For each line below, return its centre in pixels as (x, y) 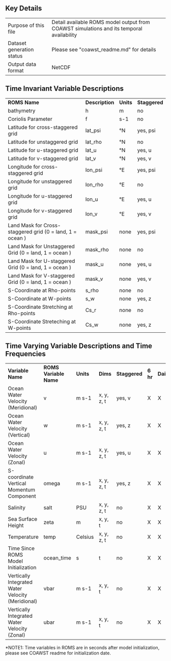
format (16, 70)
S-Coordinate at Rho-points (42, 290)
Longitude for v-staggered (40, 210)
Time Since (21, 548)
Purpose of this (26, 25)
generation (21, 49)
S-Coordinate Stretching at (40, 307)
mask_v (94, 279)
